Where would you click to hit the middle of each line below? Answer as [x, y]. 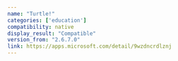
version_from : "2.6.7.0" [44, 40]
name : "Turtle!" [31, 14]
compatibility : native [41, 27]
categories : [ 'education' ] [47, 20]
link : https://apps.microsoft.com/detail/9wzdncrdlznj [90, 46]
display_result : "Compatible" [52, 33]
